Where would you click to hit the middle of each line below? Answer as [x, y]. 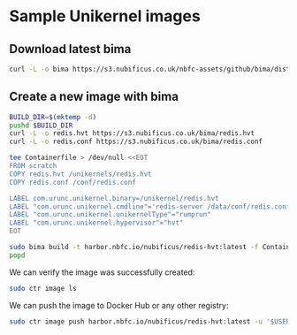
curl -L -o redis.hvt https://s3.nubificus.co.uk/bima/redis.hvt [132, 133]
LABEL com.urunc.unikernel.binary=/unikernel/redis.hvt [114, 198]
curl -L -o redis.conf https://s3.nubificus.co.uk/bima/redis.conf [136, 142]
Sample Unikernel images [105, 16]
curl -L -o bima [39, 69]
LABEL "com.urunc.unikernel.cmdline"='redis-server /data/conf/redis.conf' [152, 206]
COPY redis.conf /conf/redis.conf [73, 182]
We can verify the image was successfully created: [102, 272]
